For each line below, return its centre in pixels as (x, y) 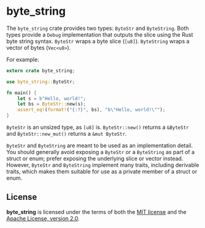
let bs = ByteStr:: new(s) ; (52, 104)
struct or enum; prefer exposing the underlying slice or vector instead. (95, 159)
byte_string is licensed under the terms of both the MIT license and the (96, 211)
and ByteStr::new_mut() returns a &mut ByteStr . (67, 134)
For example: (23, 59)
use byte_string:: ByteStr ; (41, 82)
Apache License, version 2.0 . (43, 218)
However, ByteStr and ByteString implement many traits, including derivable (103, 165)
